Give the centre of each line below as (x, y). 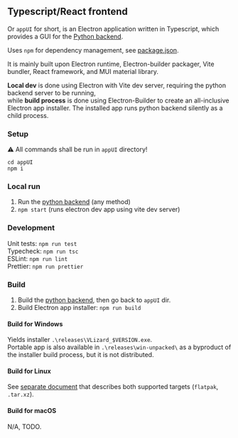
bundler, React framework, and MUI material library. (83, 71)
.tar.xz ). (21, 395)
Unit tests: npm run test (42, 243)
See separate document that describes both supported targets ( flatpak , (113, 387)
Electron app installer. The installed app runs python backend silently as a (115, 108)
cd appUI (20, 163)
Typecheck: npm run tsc (43, 251)
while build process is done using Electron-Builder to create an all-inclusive (118, 100)
